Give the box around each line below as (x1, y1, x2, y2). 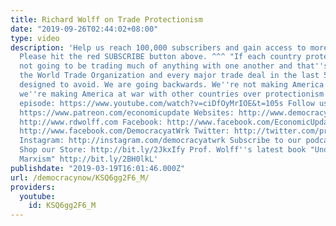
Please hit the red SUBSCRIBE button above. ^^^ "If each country (19, 52, 302, 62)
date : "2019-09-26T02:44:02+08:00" (10, 24, 159, 34)
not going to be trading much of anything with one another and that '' (19, 61, 325, 71)
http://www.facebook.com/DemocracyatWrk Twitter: (19, 126, 230, 136)
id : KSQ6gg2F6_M (28, 201, 97, 211)
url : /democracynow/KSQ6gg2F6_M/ (10, 172, 150, 183)
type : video (10, 33, 60, 43)
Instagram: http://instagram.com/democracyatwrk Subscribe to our (19, 136, 302, 146)
